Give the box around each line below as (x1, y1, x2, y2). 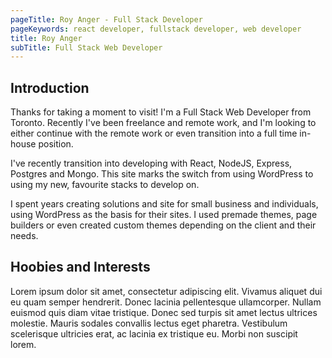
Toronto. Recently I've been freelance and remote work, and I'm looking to (10, 117, 317, 129)
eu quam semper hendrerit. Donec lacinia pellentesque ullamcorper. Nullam (10, 296, 322, 308)
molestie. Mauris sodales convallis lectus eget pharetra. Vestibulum (10, 317, 288, 329)
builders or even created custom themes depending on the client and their (10, 219, 317, 231)
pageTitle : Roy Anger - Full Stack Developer (10, 14, 203, 25)
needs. (10, 230, 39, 242)
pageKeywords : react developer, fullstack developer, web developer (10, 24, 302, 34)
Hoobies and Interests (10, 259, 151, 276)
